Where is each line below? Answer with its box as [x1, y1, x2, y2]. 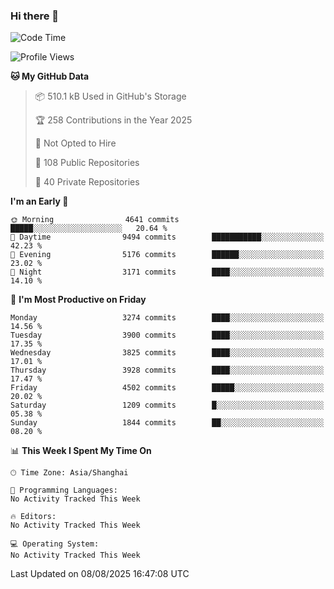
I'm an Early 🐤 [10, 195, 69, 208]
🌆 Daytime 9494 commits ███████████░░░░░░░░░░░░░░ [10, 232, 325, 243]
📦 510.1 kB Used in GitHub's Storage [34, 90, 187, 103]
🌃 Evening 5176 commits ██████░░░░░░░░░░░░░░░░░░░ [10, 250, 325, 260]
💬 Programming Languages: [10, 485, 118, 496]
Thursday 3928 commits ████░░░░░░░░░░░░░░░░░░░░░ [10, 365, 325, 376]
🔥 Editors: [10, 512, 57, 522]
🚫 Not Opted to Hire [34, 137, 117, 149]
